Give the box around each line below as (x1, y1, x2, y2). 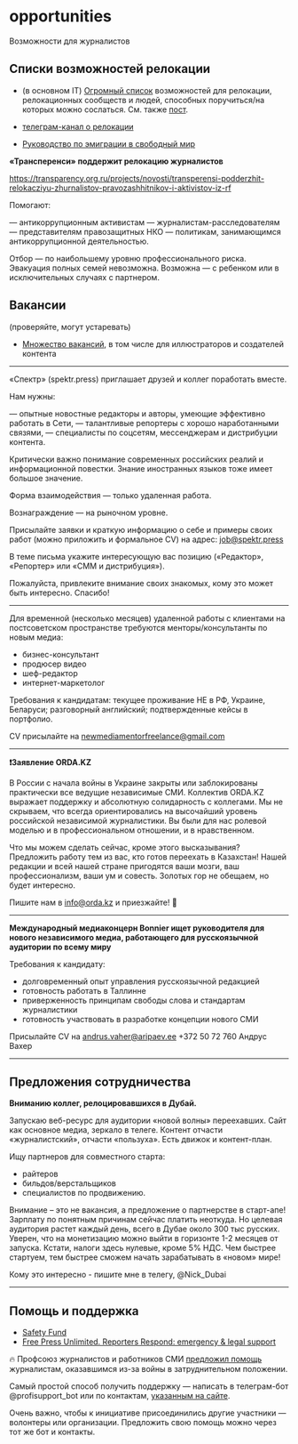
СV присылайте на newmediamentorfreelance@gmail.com (9, 730, 225, 741)
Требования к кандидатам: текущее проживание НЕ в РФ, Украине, (9, 694, 266, 705)
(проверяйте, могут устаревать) (9, 321, 131, 332)
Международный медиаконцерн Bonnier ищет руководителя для (9, 923, 264, 933)
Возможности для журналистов (9, 36, 130, 46)
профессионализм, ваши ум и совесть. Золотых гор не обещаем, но (9, 870, 270, 881)
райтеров (21, 1168, 59, 1180)
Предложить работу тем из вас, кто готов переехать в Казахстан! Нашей (9, 851, 286, 862)
